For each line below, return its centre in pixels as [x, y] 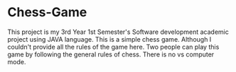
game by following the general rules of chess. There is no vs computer [111, 54]
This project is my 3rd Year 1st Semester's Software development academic [118, 32]
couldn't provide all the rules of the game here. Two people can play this [113, 47]
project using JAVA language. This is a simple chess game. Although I [109, 39]
